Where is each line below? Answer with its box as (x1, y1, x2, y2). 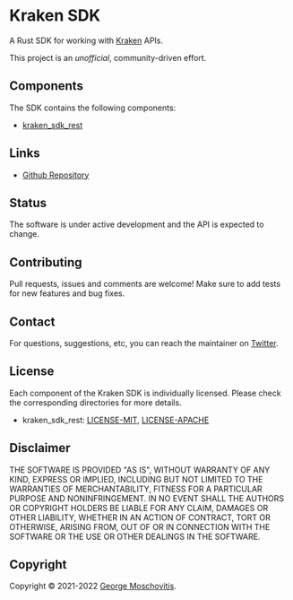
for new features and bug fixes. (9, 288, 125, 299)
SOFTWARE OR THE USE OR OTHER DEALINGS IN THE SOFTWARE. (9, 531, 261, 542)
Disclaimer (9, 440, 71, 456)
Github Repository (22, 170, 90, 180)
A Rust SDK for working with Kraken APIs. (9, 35, 164, 46)
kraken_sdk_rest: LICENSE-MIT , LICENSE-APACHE (22, 414, 210, 425)
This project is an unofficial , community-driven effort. (9, 52, 207, 63)
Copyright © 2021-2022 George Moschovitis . (9, 580, 177, 592)
